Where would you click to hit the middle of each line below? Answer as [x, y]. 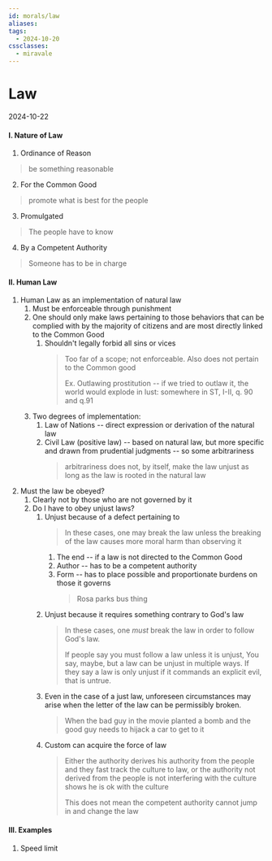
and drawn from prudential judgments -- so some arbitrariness [149, 451]
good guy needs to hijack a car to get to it [134, 729]
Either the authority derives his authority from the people [160, 761]
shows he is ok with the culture [117, 787]
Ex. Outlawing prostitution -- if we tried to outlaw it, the [157, 384]
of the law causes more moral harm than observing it [153, 541]
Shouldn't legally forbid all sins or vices [110, 343]
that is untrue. [88, 681]
